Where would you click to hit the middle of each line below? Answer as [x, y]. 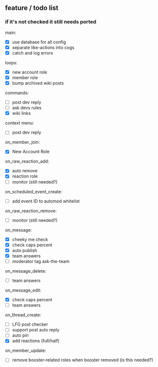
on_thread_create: [23, 315]
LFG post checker [30, 324]
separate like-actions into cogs [43, 47]
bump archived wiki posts [38, 83]
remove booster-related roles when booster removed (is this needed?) [83, 360]
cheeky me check [30, 239]
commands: [17, 93]
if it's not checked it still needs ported [51, 22]
